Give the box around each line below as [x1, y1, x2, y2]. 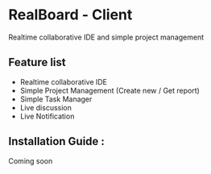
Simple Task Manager [19, 94, 93, 104]
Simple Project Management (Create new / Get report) [19, 85, 200, 95]
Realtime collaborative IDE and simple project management [8, 32, 205, 42]
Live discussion [19, 102, 72, 112]
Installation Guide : [8, 135, 105, 148]
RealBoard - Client [8, 6, 133, 24]
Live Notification [19, 111, 75, 121]
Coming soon [8, 155, 53, 166]
